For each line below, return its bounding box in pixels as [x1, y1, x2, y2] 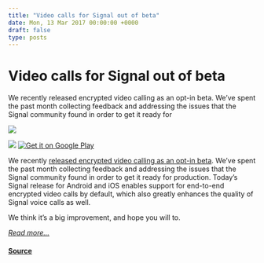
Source [8, 246, 33, 255]
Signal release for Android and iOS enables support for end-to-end [8, 181, 225, 191]
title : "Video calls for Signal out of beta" [8, 11, 159, 20]
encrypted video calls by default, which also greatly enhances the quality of [8, 189, 254, 199]
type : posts [8, 33, 47, 42]
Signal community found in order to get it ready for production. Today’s [8, 173, 238, 182]
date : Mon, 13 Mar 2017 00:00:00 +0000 [8, 19, 139, 27]
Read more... [8, 228, 49, 238]
